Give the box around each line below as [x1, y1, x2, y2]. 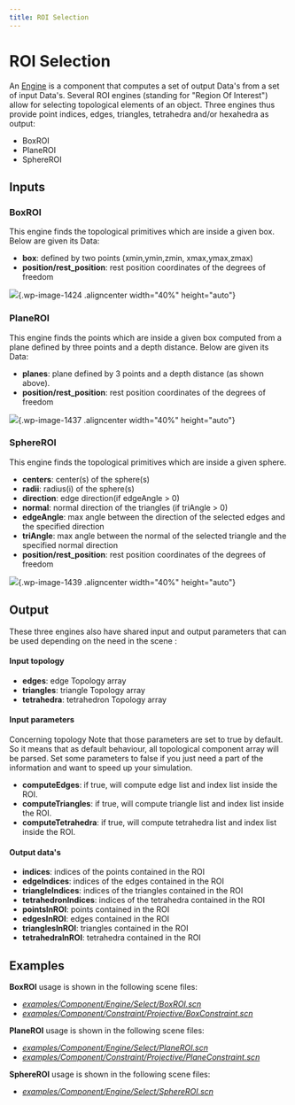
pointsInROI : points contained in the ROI [21, 904, 170, 915]
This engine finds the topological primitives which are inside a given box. [9, 227, 276, 237]
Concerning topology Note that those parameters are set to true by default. [9, 734, 283, 745]
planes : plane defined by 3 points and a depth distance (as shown [21, 368, 264, 379]
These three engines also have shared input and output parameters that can [9, 626, 287, 637]
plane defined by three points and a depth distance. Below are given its [9, 342, 269, 352]
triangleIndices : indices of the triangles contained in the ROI [21, 885, 244, 896]
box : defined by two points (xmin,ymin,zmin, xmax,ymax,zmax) [21, 253, 253, 264]
